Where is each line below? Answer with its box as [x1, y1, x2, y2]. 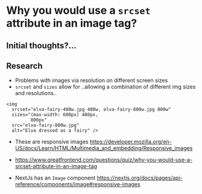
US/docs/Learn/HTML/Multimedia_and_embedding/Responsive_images [14, 145, 193, 152]
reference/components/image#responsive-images [14, 181, 140, 188]
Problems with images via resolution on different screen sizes [14, 77, 168, 84]
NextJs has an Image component [14, 174, 96, 181]
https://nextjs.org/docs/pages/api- [96, 174, 183, 181]
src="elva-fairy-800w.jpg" [11, 122, 80, 128]
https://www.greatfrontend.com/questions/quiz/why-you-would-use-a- [14, 156, 193, 163]
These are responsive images [14, 138, 89, 145]
